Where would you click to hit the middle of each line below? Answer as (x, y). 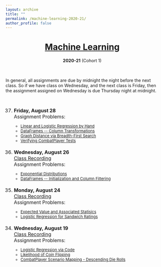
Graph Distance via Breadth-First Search (58, 136)
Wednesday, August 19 (41, 228)
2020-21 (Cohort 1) (82, 61)
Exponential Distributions (44, 174)
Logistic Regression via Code (48, 250)
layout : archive (22, 9)
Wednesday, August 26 (42, 152)
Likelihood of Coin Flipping (45, 255)
